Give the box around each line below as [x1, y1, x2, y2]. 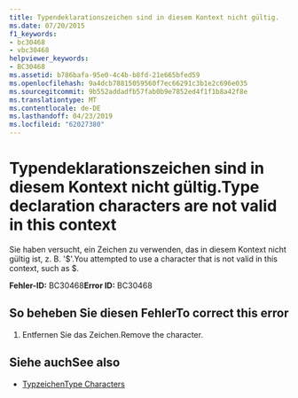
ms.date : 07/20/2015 [9, 21, 86, 30]
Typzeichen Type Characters [21, 378, 126, 389]
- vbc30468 [9, 46, 50, 55]
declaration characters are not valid [9, 196, 278, 216]
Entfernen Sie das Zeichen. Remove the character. [21, 329, 204, 339]
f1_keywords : [9, 29, 58, 38]
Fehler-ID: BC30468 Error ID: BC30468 [9, 280, 153, 291]
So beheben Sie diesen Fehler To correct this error [9, 306, 289, 321]
